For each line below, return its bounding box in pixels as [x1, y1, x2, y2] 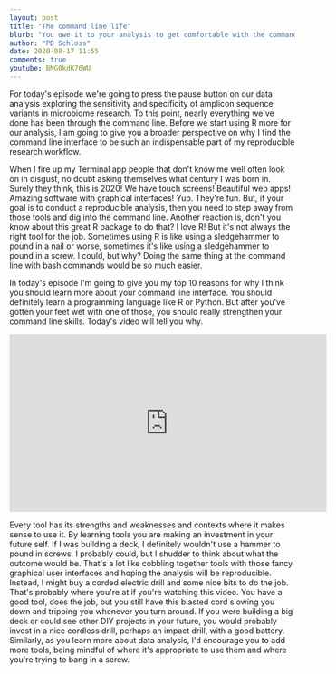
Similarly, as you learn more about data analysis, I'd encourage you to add [9, 634, 286, 645]
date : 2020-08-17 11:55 [9, 47, 100, 56]
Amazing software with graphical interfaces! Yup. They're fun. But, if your [9, 192, 284, 204]
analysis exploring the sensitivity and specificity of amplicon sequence [9, 98, 274, 109]
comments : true [9, 55, 67, 64]
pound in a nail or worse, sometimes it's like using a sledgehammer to [9, 241, 270, 252]
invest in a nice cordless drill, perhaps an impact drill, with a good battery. [9, 625, 285, 636]
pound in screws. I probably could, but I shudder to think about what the [9, 548, 279, 559]
